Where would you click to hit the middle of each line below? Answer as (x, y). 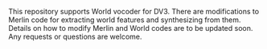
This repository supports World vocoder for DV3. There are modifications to (134, 11)
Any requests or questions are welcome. (75, 36)
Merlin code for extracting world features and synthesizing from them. (125, 20)
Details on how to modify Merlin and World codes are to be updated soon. (131, 28)
